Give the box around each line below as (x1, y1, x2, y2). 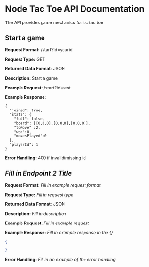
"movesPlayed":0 (14, 133, 47, 138)
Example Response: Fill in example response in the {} (5, 229, 113, 235)
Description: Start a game (5, 75, 58, 81)
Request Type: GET (5, 56, 45, 62)
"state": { (9, 112, 32, 117)
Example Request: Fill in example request (5, 220, 89, 226)
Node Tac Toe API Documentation (5, 3, 145, 15)
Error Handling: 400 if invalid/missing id (5, 155, 86, 161)
